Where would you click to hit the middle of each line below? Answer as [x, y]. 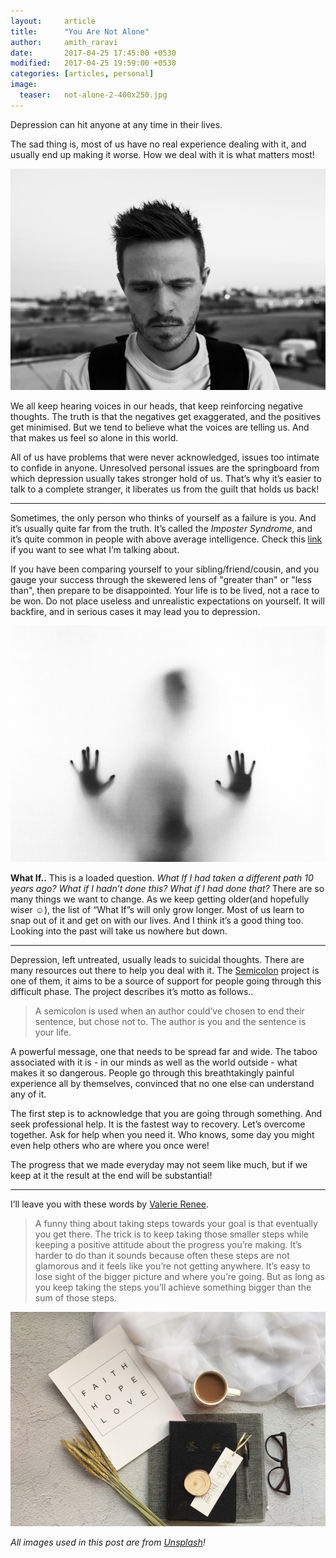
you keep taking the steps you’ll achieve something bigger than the [173, 1287]
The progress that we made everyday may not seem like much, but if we [159, 1165]
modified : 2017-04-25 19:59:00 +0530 [93, 63]
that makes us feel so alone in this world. [94, 438]
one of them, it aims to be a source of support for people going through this [166, 981]
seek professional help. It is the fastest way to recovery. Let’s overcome [158, 1124]
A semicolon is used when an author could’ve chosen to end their [169, 1011]
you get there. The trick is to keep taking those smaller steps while [171, 1234]
